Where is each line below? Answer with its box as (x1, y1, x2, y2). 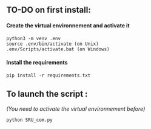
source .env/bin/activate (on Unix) (6, 41, 99, 47)
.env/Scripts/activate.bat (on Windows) (6, 46, 110, 52)
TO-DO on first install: (6, 5, 91, 15)
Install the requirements (6, 59, 68, 66)
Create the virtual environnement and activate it (6, 21, 130, 29)
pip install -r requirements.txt (6, 72, 91, 78)
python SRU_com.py (6, 117, 53, 123)
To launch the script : (6, 89, 88, 99)
